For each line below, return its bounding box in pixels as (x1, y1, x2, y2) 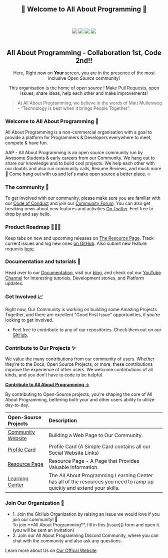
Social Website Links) (48, 450, 99, 457)
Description (48, 417, 77, 424)
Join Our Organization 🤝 (5, 500, 64, 507)
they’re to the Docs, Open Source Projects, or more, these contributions (5, 361, 153, 367)
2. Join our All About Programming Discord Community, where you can (12, 532, 159, 538)
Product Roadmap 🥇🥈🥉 (5, 224, 61, 231)
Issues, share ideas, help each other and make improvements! (20, 90, 148, 96)
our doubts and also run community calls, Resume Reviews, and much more (5, 165, 161, 171)
